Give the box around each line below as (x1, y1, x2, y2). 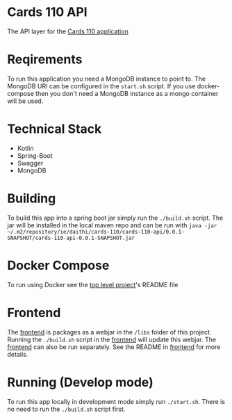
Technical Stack (7, 121, 102, 137)
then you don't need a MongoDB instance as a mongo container (35, 89, 219, 97)
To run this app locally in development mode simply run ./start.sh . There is (7, 397, 226, 405)
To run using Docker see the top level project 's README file (7, 280, 179, 289)
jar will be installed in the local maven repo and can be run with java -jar (7, 220, 217, 229)
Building (7, 191, 56, 206)
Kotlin (17, 144, 34, 152)
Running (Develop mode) (7, 374, 154, 390)
